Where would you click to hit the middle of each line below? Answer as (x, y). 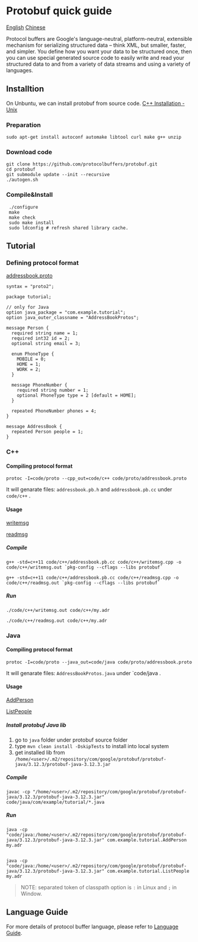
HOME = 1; (29, 365)
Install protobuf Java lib (36, 725)
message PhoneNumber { (39, 385)
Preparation (24, 124)
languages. (20, 70)
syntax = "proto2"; (30, 287)
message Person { (28, 328)
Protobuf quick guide (59, 11)
